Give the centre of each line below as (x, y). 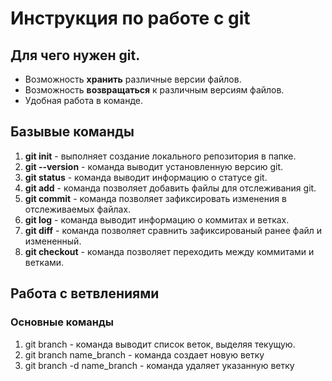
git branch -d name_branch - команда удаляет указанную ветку (159, 365)
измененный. (53, 241)
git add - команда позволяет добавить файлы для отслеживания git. (170, 188)
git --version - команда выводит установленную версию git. (154, 166)
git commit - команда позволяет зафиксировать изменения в (155, 198)
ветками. (44, 262)
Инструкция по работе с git (130, 18)
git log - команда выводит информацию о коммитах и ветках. (157, 219)
